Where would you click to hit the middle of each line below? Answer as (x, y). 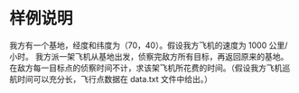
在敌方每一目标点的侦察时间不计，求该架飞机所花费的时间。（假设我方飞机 (146, 68)
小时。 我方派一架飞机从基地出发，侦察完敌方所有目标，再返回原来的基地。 (149, 56)
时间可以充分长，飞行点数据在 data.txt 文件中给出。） (114, 79)
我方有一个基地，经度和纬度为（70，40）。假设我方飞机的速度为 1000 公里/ (149, 45)
